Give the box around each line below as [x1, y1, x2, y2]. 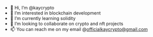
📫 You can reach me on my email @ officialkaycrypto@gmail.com [10, 26, 148, 32]
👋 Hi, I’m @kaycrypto [10, 5, 55, 10]
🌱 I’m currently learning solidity [10, 15, 76, 21]
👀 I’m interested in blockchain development [10, 10, 101, 16]
